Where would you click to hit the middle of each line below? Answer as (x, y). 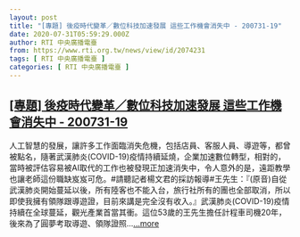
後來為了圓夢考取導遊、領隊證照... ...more (84, 223)
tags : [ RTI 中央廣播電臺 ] (57, 59)
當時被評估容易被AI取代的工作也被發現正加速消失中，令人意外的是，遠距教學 (150, 168)
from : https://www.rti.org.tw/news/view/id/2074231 (107, 51)
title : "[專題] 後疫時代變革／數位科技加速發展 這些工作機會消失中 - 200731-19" (146, 26)
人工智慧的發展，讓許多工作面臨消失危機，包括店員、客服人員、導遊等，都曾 (150, 145)
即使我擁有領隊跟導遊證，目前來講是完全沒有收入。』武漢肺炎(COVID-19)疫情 (150, 200)
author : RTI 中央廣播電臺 (54, 42)
